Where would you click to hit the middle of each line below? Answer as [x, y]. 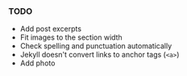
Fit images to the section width [71, 37]
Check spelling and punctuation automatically [96, 46]
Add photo [37, 63]
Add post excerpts [51, 29]
